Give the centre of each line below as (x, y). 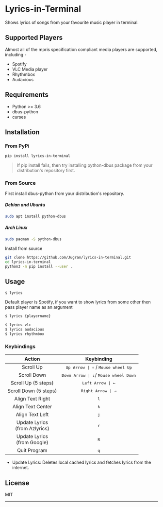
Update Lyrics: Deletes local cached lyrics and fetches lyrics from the (81, 462)
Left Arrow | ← (99, 383)
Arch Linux (16, 227)
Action (32, 359)
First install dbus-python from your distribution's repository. (65, 193)
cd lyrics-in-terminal (28, 262)
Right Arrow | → (99, 391)
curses (19, 117)
